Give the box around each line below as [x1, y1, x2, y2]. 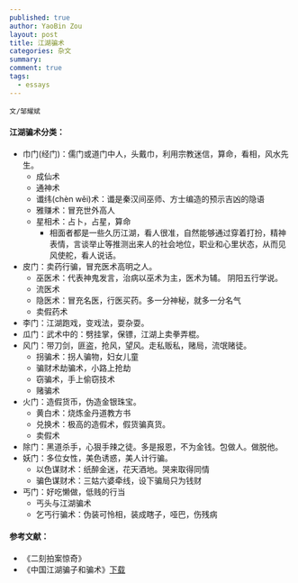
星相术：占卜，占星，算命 [35, 215, 131, 226]
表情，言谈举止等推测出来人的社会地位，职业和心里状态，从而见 [49, 238, 286, 249]
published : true [9, 13, 70, 23]
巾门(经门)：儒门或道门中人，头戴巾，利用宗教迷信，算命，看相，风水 [22, 148, 282, 159]
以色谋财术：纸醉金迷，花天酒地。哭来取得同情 [35, 463, 210, 474]
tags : [9, 72, 30, 81]
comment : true [9, 64, 63, 73]
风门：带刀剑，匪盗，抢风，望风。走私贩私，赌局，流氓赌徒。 [22, 340, 252, 351]
